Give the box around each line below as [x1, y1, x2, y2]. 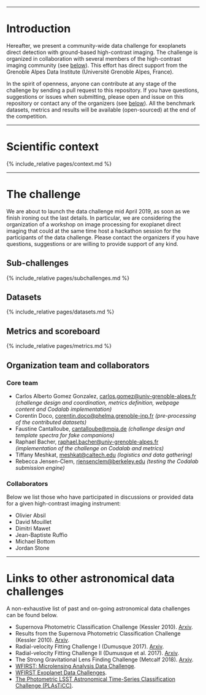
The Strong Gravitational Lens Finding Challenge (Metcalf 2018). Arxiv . [15, 656, 194, 663]
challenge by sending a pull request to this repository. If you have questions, [6, 86, 199, 94]
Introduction [6, 22, 71, 36]
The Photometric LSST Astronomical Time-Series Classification [15, 675, 176, 683]
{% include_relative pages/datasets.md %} [6, 308, 115, 316]
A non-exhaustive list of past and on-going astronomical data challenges [6, 605, 190, 612]
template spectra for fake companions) [15, 431, 115, 439]
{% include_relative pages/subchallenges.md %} [6, 274, 130, 282]
